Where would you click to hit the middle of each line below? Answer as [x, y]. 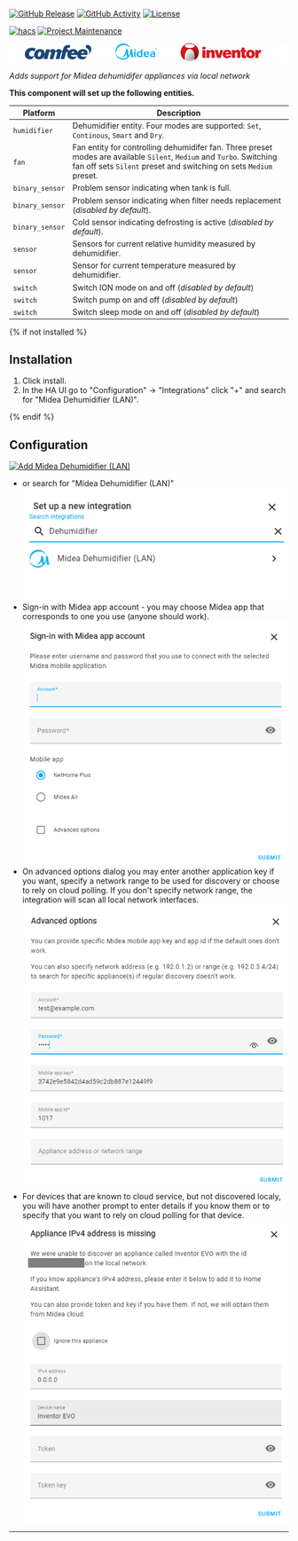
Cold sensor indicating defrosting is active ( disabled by [173, 222]
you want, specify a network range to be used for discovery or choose [151, 881]
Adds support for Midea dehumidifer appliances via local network [130, 76]
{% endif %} [32, 417]
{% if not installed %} [48, 332]
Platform [39, 113]
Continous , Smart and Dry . [118, 135]
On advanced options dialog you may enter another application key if [148, 871]
